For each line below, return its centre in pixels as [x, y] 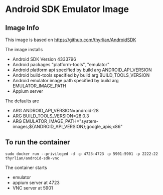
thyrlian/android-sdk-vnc [32, 158]
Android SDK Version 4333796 [44, 59]
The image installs [24, 49]
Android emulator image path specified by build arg [65, 80]
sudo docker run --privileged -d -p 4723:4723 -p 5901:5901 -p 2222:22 [81, 154]
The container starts [26, 167]
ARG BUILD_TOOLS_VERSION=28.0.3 [51, 116]
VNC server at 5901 [33, 188]
